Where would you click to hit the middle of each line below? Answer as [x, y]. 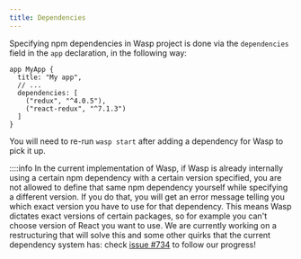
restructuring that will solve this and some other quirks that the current [140, 235]
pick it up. [28, 150]
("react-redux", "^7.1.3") [76, 109]
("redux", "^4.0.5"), [66, 101]
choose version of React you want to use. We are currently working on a [143, 225]
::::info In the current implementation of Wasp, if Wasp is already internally [146, 168]
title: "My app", [50, 77]
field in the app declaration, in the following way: [98, 53]
